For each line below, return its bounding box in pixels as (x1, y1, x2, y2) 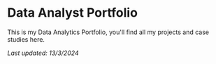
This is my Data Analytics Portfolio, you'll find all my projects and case (7, 28, 210, 36)
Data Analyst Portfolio (7, 5, 138, 21)
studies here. (7, 35, 45, 43)
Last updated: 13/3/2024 (7, 49, 79, 57)
